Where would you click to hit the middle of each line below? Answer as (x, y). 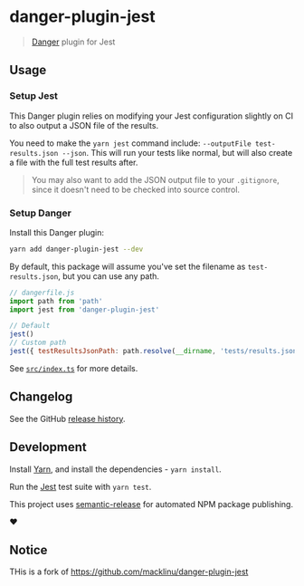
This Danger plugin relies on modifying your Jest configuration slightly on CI (152, 116)
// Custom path (38, 343)
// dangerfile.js (42, 293)
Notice (28, 550)
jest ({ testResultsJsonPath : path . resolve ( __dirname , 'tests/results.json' (155, 351)
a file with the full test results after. (74, 162)
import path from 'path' (56, 301)
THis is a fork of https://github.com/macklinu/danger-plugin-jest (129, 572)
